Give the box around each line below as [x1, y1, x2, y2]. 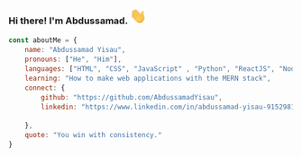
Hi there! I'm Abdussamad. [8, 14, 128, 27]
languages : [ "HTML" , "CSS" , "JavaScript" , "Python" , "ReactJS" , [24, 65, 276, 74]
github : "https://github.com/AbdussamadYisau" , [41, 92, 223, 101]
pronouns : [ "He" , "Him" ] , [24, 55, 123, 65]
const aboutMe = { [8, 36, 78, 45]
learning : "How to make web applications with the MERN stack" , [24, 74, 271, 83]
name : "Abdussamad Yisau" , [24, 46, 126, 55]
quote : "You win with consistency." [24, 131, 163, 140]
